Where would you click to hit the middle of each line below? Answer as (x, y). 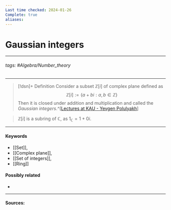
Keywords (16, 136)
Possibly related (23, 175)
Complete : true (21, 15)
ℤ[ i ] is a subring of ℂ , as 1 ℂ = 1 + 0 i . (54, 119)
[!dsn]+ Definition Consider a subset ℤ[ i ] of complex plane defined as (90, 86)
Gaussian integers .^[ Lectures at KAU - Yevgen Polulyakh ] (78, 108)
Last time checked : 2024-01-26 (38, 10)
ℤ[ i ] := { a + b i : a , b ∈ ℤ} (92, 95)
